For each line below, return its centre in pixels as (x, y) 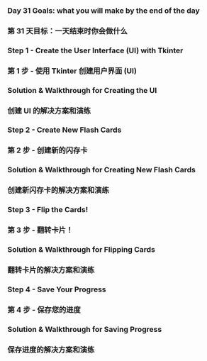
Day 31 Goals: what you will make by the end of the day (103, 11)
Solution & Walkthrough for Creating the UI (82, 90)
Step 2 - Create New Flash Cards (65, 130)
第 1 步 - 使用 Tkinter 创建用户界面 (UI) (72, 71)
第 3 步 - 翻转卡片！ (40, 231)
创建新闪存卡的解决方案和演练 (58, 190)
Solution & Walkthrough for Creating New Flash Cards (102, 170)
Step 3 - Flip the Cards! (48, 210)
